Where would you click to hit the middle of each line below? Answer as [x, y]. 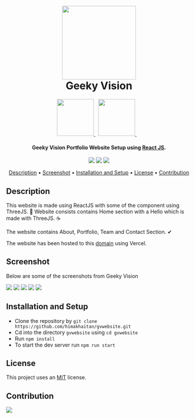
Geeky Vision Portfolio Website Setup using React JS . [99, 147]
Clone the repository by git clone [56, 321]
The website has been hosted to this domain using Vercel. [77, 243]
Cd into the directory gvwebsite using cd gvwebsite [76, 332]
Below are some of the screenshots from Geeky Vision [72, 276]
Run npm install [35, 338]
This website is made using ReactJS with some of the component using [93, 205]
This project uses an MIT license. [46, 377]
